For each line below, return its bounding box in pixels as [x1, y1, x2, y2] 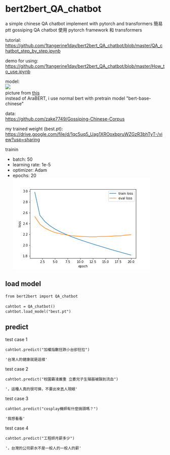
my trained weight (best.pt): [5, 126, 63, 132]
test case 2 [5, 366, 29, 372]
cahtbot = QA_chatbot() [5, 304, 56, 309]
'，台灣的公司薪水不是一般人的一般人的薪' [5, 445, 82, 450]
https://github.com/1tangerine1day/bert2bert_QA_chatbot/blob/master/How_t [5, 63, 165, 69]
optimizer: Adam [12, 167, 47, 173]
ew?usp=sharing [5, 136, 40, 142]
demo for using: [5, 57, 38, 64]
